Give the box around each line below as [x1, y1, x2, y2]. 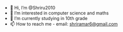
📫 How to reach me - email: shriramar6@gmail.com [10, 21, 118, 27]
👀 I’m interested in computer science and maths [10, 10, 109, 16]
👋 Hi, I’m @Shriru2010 [10, 5, 56, 10]
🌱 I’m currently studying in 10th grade [10, 15, 88, 21]
